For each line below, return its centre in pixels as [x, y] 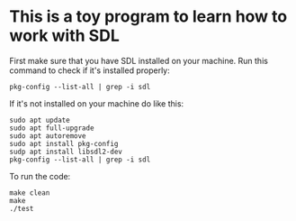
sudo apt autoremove [48, 136]
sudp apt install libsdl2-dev [66, 152]
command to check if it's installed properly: [90, 70]
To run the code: [40, 176]
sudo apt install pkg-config [64, 143]
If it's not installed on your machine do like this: [97, 103]
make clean [30, 193]
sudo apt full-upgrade [52, 128]
